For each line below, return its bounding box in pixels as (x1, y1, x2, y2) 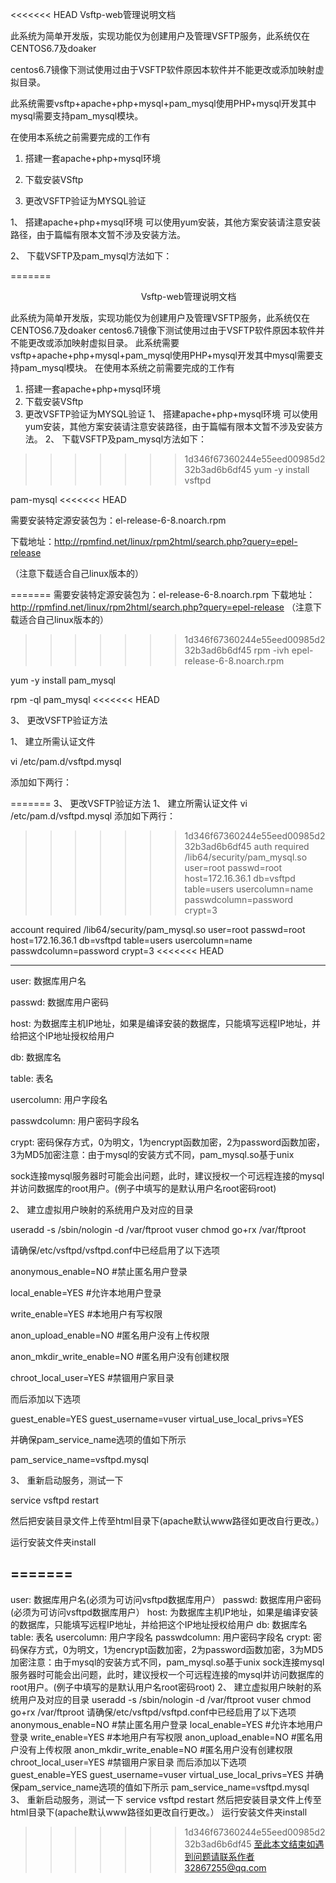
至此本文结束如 (253, 1838, 316, 1850)
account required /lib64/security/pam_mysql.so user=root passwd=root (10, 924, 306, 935)
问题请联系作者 (193, 1850, 255, 1862)
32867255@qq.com (184, 1861, 267, 1873)
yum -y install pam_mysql (10, 674, 116, 686)
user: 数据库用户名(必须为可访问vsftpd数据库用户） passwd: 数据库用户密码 (10, 1593, 322, 1605)
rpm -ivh (253, 644, 290, 656)
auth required (253, 841, 310, 852)
